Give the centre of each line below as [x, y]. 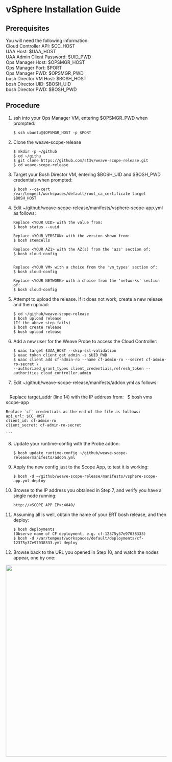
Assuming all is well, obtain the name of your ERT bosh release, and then [90, 514]
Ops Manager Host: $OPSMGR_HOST [45, 62]
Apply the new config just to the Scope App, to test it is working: [81, 467]
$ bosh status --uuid [36, 227]
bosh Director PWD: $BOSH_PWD [41, 89]
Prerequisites [28, 28]
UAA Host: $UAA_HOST [31, 51]
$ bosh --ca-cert [32, 189]
